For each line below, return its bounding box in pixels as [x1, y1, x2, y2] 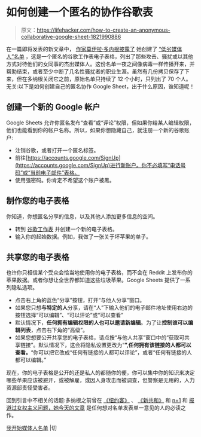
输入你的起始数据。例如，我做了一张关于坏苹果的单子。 [14, 233, 151, 240]
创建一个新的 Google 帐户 [6, 102, 100, 112]
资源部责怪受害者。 [6, 384, 54, 392]
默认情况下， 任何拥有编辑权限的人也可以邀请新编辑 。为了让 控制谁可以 [14, 319, 188, 326]
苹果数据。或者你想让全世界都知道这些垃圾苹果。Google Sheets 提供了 [6, 276, 181, 284]
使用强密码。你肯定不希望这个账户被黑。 [14, 176, 115, 184]
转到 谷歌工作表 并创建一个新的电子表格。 [14, 225, 118, 233]
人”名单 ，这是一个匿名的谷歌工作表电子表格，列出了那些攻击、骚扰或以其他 [6, 53, 194, 60]
